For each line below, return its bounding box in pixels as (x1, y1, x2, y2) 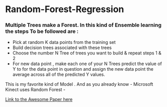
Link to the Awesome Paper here (5, 96, 73, 102)
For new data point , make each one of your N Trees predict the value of (12, 61, 162, 67)
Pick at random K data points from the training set (12, 39, 116, 45)
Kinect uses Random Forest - (5, 87, 66, 93)
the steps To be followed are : (5, 28, 79, 35)
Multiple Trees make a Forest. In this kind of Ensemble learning (5, 22, 162, 29)
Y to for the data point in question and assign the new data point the (12, 66, 153, 72)
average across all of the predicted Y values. (12, 72, 106, 78)
